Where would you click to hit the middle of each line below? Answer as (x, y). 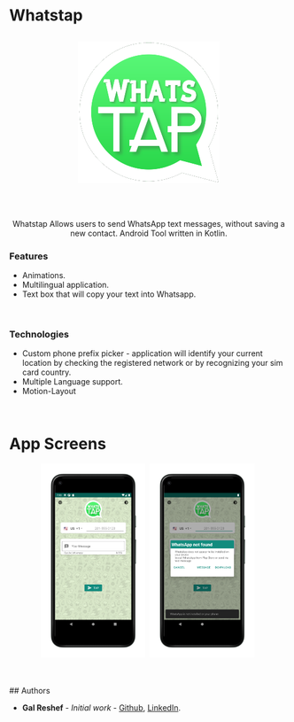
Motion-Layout (49, 392)
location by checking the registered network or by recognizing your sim (152, 363)
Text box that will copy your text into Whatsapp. (109, 294)
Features (29, 256)
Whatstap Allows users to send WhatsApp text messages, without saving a (149, 223)
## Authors (30, 691)
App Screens (58, 444)
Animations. (44, 275)
